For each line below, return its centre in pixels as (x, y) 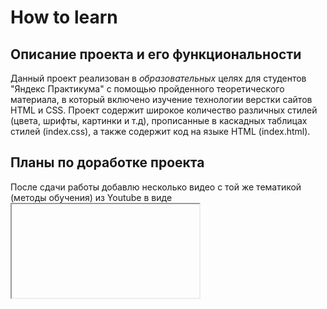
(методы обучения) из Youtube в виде (91, 197)
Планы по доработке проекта (107, 162)
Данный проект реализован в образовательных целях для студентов (158, 78)
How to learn (64, 17)
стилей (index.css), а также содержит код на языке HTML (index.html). (160, 131)
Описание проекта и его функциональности (156, 54)
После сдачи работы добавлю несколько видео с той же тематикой (156, 187)
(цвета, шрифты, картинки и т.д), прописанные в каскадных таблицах (159, 120)
